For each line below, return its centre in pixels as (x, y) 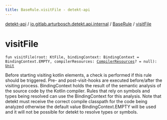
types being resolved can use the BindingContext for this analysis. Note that (83, 96)
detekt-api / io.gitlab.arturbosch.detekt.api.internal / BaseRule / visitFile (78, 24)
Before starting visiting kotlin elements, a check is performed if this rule (79, 75)
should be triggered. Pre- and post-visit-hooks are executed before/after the (84, 80)
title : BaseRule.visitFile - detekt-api (48, 10)
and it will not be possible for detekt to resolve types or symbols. (72, 112)
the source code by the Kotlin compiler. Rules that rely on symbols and (78, 91)
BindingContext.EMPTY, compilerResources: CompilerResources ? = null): (81, 61)
